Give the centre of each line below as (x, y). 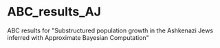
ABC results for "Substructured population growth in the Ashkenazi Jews (110, 30)
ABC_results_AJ (54, 12)
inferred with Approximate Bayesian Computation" (78, 37)
